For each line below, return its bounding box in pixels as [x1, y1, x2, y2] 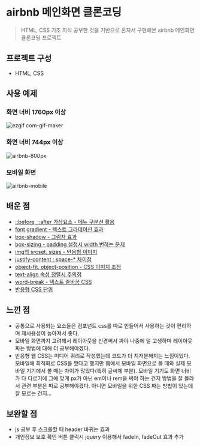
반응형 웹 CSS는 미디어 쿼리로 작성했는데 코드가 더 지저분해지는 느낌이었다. [14, 352, 190, 359]
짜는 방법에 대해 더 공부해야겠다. [14, 345, 90, 352]
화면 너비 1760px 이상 [6, 108, 66, 116]
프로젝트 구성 [6, 53, 52, 64]
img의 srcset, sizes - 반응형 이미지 [14, 248, 98, 255]
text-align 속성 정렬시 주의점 [14, 271, 82, 278]
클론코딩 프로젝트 [20, 34, 62, 41]
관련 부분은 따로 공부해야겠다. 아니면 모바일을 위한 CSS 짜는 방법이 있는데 [21, 382, 193, 389]
